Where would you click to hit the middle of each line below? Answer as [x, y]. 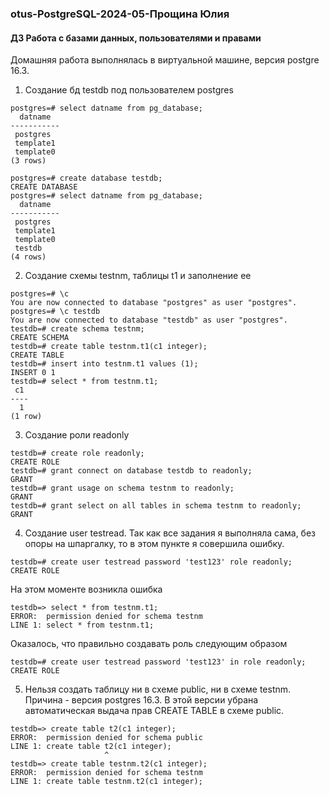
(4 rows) [28, 257]
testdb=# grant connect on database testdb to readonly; [131, 471]
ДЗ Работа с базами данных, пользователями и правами [136, 38]
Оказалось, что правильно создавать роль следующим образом [149, 644]
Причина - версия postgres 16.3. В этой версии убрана [141, 700]
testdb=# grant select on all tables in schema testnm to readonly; [156, 506]
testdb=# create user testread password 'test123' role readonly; [151, 562]
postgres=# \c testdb [55, 312]
